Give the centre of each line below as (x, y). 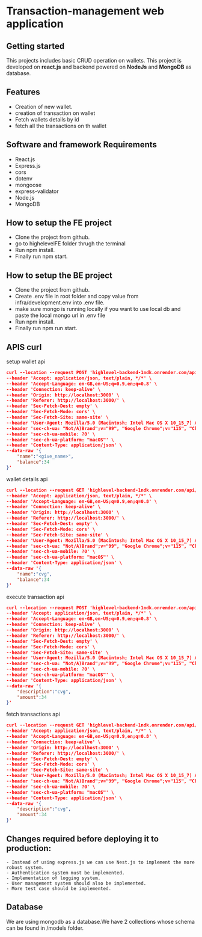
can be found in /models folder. (45, 928)
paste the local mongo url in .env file (60, 315)
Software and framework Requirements (82, 145)
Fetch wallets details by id (47, 119)
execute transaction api (35, 597)
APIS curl (24, 347)
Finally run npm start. (41, 256)
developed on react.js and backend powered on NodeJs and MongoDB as (99, 67)
